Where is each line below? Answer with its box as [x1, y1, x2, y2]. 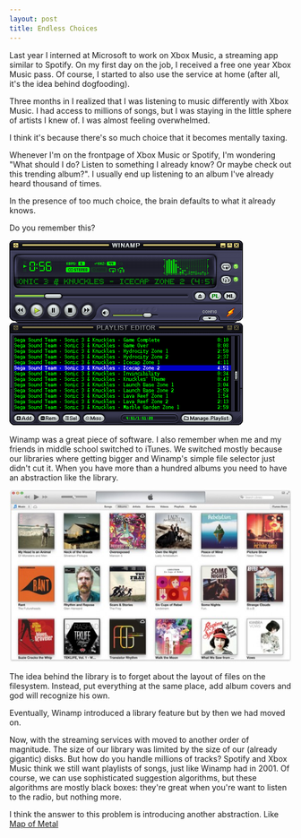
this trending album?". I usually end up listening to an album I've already [9, 168, 275, 179]
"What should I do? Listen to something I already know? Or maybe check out [9, 159, 292, 169]
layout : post [9, 14, 58, 23]
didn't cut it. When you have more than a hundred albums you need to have [9, 462, 288, 473]
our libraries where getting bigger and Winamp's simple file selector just [9, 453, 276, 463]
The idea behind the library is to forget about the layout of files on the [9, 671, 266, 682]
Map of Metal [9, 818, 59, 829]
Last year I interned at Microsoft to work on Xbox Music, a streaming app [9, 49, 279, 60]
